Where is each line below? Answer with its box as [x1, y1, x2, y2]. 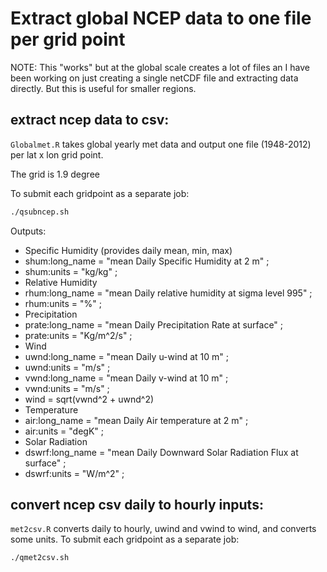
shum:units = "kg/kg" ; [24, 265, 118, 277]
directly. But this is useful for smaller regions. [10, 82, 197, 94]
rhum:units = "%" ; [24, 297, 103, 309]
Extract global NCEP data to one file [10, 7, 312, 30]
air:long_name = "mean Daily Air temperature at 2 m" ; [24, 414, 249, 426]
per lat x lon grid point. [10, 148, 104, 161]
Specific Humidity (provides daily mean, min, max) [24, 244, 233, 256]
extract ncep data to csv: [10, 112, 170, 129]
